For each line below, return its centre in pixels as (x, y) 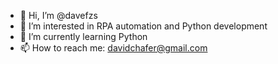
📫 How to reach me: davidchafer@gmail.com (113, 48)
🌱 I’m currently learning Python (83, 36)
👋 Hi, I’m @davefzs (58, 15)
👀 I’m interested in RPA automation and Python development (143, 26)
